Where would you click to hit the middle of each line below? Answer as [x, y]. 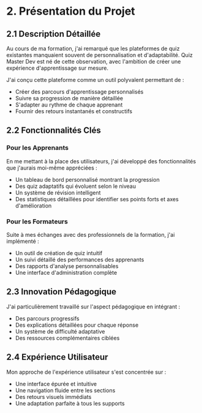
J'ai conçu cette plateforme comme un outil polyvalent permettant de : [95, 80]
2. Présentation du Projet [71, 11]
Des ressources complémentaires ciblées [67, 338]
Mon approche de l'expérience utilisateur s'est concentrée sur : [86, 372]
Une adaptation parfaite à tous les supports [70, 403]
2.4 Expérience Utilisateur [57, 357]
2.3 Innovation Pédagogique [62, 292]
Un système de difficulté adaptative [60, 331]
